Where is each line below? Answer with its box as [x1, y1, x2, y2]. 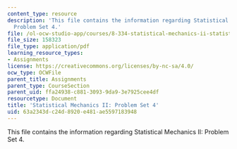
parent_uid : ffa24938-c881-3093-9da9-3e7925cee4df [7, 89, 159, 96]
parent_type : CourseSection [7, 82, 90, 89]
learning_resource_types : [7, 50, 83, 57]
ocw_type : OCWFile [7, 69, 61, 76]
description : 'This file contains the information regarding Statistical [7, 17, 229, 24]
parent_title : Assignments [7, 75, 87, 83]
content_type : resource [7, 10, 78, 18]
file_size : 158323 [7, 37, 61, 44]
